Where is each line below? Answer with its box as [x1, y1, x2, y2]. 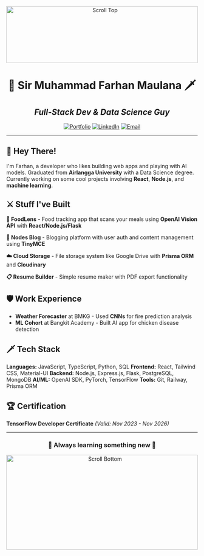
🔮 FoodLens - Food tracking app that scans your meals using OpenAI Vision [6, 215, 198, 223]
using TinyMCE [6, 240, 46, 247]
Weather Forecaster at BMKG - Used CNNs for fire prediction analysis [15, 313, 192, 320]
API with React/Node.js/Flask [6, 222, 82, 229]
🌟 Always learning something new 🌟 [47, 441, 157, 449]
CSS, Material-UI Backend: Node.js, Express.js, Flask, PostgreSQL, [6, 370, 174, 377]
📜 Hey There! [6, 146, 56, 157]
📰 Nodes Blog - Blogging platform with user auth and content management [6, 234, 194, 241]
